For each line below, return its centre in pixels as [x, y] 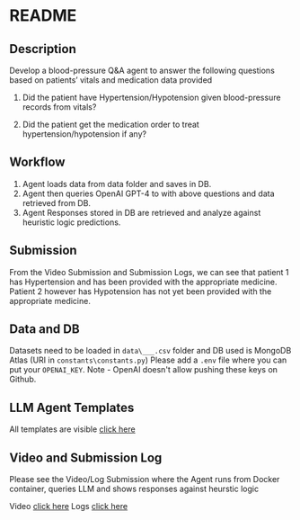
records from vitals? [59, 107]
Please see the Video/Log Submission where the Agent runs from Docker [145, 480]
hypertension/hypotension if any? [84, 134]
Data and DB [44, 329]
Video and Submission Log [86, 457]
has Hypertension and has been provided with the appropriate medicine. [143, 282]
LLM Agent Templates [72, 407]
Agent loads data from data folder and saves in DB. [117, 184]
